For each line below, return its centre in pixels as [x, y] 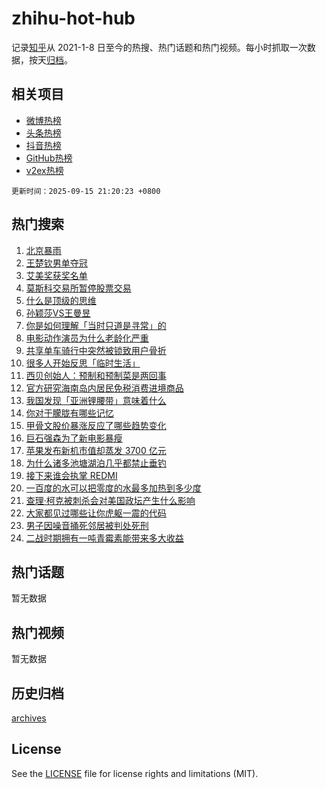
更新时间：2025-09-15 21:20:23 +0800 [86, 191]
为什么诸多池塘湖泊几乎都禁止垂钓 [96, 463]
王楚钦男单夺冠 [56, 263]
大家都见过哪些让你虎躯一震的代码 [96, 513]
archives [29, 718]
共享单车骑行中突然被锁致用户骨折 [96, 350]
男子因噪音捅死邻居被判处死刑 [87, 525]
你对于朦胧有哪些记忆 [69, 413]
